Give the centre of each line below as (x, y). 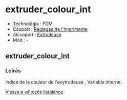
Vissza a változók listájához (34, 92)
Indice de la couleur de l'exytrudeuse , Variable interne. (63, 82)
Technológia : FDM (33, 24)
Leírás (13, 71)
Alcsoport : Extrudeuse (37, 34)
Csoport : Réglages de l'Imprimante (50, 29)
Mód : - (20, 40)
